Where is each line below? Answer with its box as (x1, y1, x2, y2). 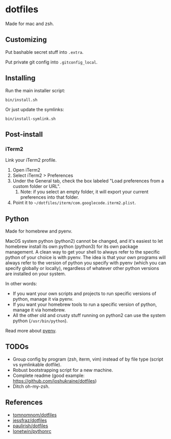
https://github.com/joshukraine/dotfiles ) (12, 378, 97, 384)
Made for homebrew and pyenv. (5, 228, 72, 234)
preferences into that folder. (20, 194, 79, 200)
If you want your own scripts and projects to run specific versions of (12, 290, 157, 297)
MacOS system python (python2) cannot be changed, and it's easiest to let (5, 238, 163, 244)
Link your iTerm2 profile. (5, 157, 57, 163)
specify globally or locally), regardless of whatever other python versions (5, 265, 159, 271)
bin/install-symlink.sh (5, 116, 56, 121)
